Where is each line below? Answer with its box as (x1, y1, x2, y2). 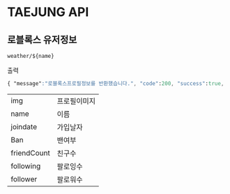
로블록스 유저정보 (7, 33, 77, 45)
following (10, 161, 41, 171)
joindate (10, 121, 37, 131)
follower (10, 174, 38, 184)
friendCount (10, 148, 50, 158)
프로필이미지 (56, 96, 96, 105)
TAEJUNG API (7, 4, 89, 20)
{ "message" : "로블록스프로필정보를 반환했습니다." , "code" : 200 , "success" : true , (7, 80, 224, 87)
